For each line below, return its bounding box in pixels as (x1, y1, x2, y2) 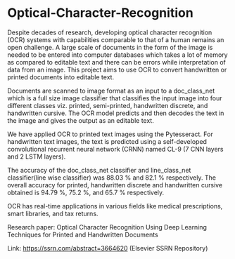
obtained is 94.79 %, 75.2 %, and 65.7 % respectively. (7, 188, 165, 197)
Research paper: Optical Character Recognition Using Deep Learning (7, 223, 208, 231)
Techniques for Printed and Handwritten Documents (7, 230, 158, 239)
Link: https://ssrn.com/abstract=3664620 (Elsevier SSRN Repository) (7, 244, 208, 252)
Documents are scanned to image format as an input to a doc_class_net (7, 86, 215, 95)
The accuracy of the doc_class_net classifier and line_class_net (7, 166, 191, 174)
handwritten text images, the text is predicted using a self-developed (7, 137, 208, 145)
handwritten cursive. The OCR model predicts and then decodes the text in (7, 109, 224, 117)
